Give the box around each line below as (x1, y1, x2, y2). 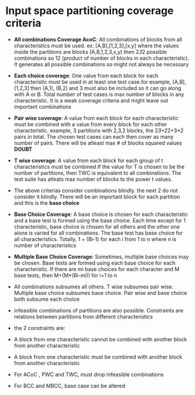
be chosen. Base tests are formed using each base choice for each (13, 259, 176, 266)
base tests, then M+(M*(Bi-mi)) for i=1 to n (13, 272, 117, 279)
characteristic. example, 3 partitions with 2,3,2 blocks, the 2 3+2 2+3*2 (13, 127, 184, 134)
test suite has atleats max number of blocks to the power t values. (13, 176, 173, 183)
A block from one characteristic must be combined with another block (13, 353, 183, 360)
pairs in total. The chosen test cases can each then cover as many (13, 133, 174, 140)
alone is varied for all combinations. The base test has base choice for (13, 229, 183, 236)
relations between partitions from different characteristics (13, 313, 153, 320)
